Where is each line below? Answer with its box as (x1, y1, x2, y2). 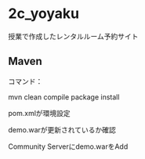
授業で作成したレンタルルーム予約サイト (8, 31, 139, 41)
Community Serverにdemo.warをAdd (8, 142, 129, 151)
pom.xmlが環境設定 (8, 108, 71, 117)
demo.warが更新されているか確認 (8, 125, 116, 134)
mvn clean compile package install (8, 92, 120, 102)
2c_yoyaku (8, 5, 80, 23)
